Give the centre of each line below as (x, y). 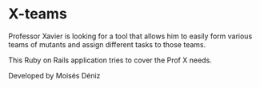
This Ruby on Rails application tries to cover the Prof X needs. (110, 60)
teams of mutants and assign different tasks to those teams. (107, 44)
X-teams (38, 14)
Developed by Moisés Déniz (54, 75)
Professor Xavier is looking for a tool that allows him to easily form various (130, 36)
